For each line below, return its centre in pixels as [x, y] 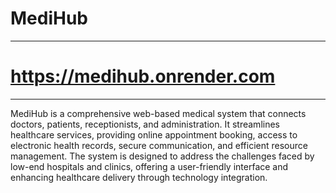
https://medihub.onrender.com [143, 76]
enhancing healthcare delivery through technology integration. [139, 177]
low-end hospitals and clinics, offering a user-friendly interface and [149, 166]
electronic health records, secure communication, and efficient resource [159, 145]
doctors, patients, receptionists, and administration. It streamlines [145, 124]
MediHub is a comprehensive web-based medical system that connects [158, 113]
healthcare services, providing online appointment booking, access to [154, 134]
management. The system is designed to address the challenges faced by [162, 156]
